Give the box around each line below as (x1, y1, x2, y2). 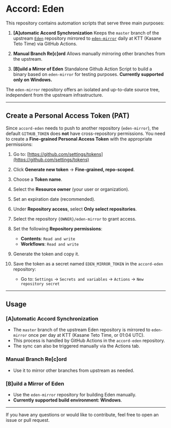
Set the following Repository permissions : (13, 225, 103, 232)
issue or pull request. (6, 417, 50, 423)
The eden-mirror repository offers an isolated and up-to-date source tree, (6, 86, 160, 92)
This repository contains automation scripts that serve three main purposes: (6, 20, 164, 26)
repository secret (20, 281, 60, 286)
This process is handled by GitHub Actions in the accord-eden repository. (13, 337, 165, 344)
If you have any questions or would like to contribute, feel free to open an (6, 412, 159, 418)
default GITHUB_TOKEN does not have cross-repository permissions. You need (6, 130, 165, 137)
